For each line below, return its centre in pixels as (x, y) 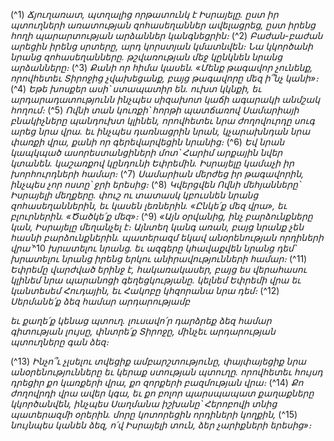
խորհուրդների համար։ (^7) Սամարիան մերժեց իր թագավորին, (157, 173)
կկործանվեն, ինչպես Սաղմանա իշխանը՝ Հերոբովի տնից (144, 403)
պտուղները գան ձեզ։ (60, 342)
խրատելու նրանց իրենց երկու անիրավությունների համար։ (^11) (159, 258)
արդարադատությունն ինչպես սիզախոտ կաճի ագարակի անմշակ (165, 99)
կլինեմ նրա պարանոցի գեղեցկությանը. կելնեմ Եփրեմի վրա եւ (156, 280)
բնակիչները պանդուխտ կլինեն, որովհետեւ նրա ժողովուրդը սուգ (162, 120)
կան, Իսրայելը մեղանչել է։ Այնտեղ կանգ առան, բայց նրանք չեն (157, 227)
